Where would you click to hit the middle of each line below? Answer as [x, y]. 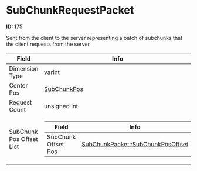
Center [18, 85]
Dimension [24, 68]
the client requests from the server [48, 44]
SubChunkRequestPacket [70, 10]
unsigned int [61, 106]
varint [52, 72]
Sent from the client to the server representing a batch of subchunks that [94, 38]
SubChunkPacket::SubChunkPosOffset [135, 144]
